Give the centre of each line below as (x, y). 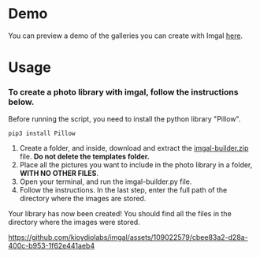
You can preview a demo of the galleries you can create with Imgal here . (125, 36)
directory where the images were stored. (74, 222)
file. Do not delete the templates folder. (84, 157)
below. (21, 102)
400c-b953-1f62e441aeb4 (52, 246)
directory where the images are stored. (83, 199)
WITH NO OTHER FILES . (59, 174)
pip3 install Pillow (42, 134)
